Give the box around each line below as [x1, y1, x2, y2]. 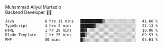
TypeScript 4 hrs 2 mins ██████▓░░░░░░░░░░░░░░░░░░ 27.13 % [5, 23, 158, 28]
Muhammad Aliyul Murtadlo [5, 4, 62, 10]
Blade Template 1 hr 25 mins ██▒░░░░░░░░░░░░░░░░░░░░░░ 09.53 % [5, 32, 158, 37]
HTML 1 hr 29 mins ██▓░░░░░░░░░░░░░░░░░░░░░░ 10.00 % [5, 28, 158, 33]
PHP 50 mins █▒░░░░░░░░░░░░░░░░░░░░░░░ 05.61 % [5, 37, 158, 42]
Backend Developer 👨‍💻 [5, 9, 52, 15]
